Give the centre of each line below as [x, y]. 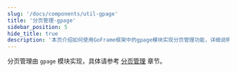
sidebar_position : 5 [38, 27]
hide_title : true [33, 34]
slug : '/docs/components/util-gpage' [63, 14]
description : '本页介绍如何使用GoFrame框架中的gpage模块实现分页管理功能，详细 [114, 40]
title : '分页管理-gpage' [42, 20]
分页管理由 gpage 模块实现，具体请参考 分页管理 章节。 [87, 61]
